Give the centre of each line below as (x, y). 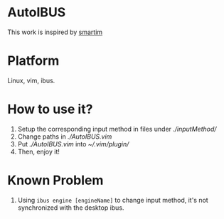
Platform (33, 61)
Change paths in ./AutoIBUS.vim (65, 137)
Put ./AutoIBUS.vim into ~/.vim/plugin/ (73, 144)
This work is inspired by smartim (55, 32)
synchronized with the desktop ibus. (71, 208)
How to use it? (50, 109)
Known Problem (55, 180)
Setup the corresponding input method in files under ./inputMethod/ (117, 129)
